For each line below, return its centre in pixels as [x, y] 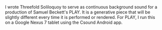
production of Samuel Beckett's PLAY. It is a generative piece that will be [78, 12]
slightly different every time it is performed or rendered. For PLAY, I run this [80, 17]
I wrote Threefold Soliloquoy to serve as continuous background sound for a [81, 7]
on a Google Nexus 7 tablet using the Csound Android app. [64, 22]
